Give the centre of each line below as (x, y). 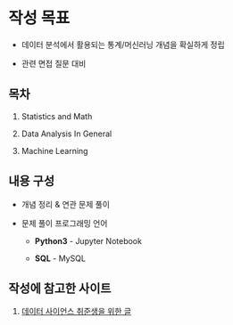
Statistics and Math (57, 116)
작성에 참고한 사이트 (60, 288)
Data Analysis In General (67, 134)
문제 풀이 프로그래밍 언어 (64, 223)
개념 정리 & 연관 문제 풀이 (66, 204)
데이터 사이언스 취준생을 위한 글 (76, 312)
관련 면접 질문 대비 (54, 63)
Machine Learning (54, 150)
